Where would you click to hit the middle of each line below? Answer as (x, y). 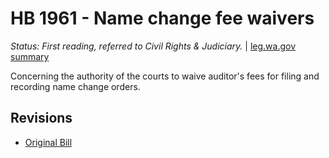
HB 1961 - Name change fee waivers (162, 18)
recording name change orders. (75, 86)
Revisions (41, 118)
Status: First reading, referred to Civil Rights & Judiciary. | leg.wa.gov (153, 46)
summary (30, 56)
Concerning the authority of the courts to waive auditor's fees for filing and (165, 76)
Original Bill (48, 142)
